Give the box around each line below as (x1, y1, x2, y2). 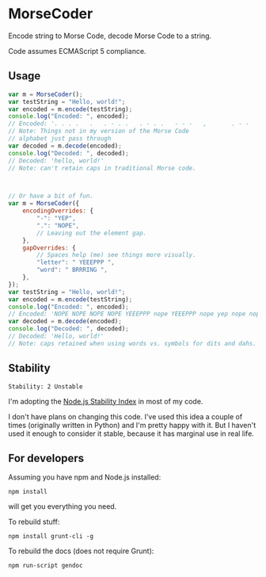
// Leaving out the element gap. (36, 229, 147, 237)
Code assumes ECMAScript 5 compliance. (8, 46, 146, 55)
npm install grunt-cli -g (8, 533, 93, 541)
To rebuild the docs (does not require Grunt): (8, 546, 154, 556)
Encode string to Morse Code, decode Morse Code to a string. (8, 31, 212, 40)
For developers (8, 451, 85, 464)
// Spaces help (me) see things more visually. (36, 251, 196, 259)
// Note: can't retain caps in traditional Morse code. (8, 164, 196, 172)
